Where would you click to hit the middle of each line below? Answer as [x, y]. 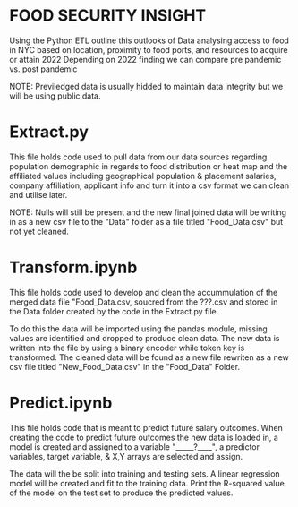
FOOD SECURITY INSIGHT [108, 16]
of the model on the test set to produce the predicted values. [121, 493]
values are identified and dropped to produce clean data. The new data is [145, 338]
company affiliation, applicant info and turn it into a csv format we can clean [149, 185]
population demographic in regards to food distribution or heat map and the [149, 166]
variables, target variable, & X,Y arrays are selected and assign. [126, 456]
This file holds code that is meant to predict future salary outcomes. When [146, 427]
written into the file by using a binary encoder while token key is [127, 348]
